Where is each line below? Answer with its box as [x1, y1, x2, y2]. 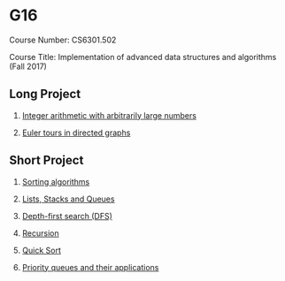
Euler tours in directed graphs [21, 127, 131, 138]
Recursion [21, 227, 59, 239]
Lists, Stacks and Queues [21, 194, 115, 204]
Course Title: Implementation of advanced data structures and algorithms [9, 51, 277, 62]
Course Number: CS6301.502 [9, 34, 117, 45]
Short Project [9, 153, 84, 168]
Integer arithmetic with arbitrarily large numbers [21, 110, 197, 120]
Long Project [9, 87, 81, 102]
